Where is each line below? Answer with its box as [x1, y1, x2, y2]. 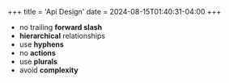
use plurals [19, 56, 58, 66]
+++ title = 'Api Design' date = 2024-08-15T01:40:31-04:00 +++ [7, 7, 222, 16]
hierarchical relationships [19, 31, 106, 40]
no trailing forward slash [19, 23, 103, 31]
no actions [19, 48, 56, 57]
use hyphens [19, 39, 64, 49]
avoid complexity [19, 65, 78, 75]
